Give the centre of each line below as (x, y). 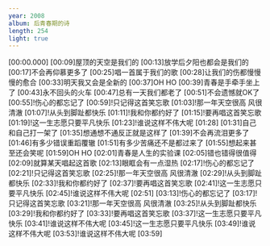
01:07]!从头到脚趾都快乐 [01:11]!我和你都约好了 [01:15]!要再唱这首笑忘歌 (144, 113)
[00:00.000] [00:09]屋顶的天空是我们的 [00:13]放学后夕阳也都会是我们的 (129, 62)
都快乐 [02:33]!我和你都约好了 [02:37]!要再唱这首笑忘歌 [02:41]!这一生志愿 (132, 183)
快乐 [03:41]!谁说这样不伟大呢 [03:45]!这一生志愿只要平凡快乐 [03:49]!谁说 (132, 223)
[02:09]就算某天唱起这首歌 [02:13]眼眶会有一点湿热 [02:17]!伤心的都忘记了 (132, 163)
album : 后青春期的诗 (39, 23)
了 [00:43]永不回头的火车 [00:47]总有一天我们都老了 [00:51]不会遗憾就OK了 (134, 93)
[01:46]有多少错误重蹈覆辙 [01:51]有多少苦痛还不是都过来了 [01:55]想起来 (129, 143)
